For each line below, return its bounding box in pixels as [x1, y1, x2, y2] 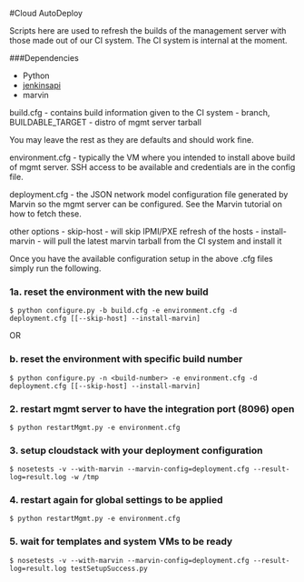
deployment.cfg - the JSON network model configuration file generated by [9, 189, 289, 199]
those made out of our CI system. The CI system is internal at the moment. [9, 35, 288, 45]
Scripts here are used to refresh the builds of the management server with [9, 25, 287, 35]
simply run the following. [9, 263, 102, 274]
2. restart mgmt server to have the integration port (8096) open [9, 402, 295, 415]
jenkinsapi [22, 80, 62, 90]
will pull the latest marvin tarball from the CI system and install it [43, 236, 282, 246]
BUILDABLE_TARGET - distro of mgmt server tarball [9, 117, 202, 127]
